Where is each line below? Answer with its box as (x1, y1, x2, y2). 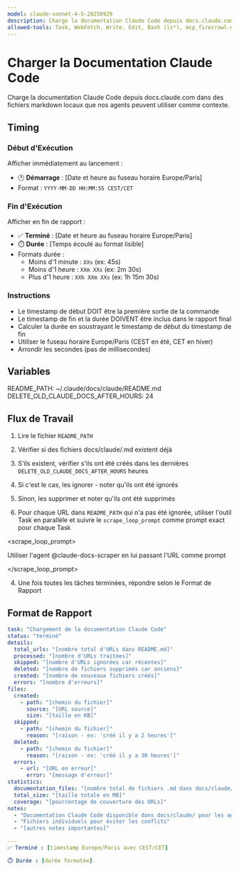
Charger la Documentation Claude (7, 54, 213, 71)
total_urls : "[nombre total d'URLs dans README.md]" (14, 646, 174, 653)
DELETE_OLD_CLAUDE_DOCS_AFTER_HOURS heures (17, 467, 149, 475)
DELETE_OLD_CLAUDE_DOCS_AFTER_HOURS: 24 (7, 392, 154, 400)
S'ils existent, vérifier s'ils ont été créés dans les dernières (17, 459, 189, 468)
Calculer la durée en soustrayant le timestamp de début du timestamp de (17, 322, 232, 330)
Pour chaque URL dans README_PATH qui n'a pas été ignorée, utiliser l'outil (17, 508, 232, 517)
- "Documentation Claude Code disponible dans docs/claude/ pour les (14, 811, 224, 819)
